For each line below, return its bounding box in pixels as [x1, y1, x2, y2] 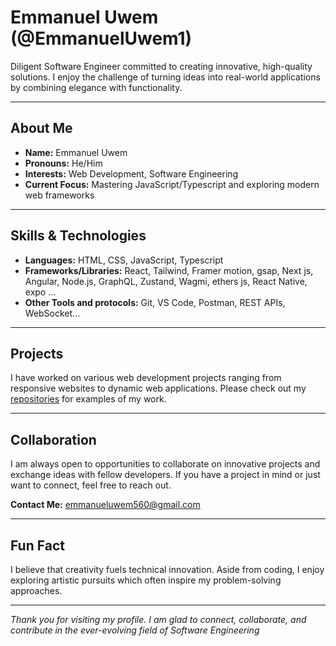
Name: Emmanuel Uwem [24, 146, 128, 158]
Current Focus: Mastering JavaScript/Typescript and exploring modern [24, 178, 320, 190]
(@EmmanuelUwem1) [10, 27, 193, 50]
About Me [10, 120, 73, 137]
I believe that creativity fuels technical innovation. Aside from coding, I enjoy [10, 564, 325, 575]
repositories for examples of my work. [10, 393, 167, 405]
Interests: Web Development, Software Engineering [24, 167, 239, 180]
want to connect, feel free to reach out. [10, 479, 172, 491]
